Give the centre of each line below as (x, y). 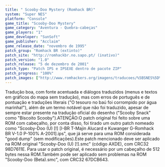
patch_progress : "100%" (29, 73)
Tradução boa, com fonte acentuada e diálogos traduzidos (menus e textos (81, 92)
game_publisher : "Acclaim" (33, 42)
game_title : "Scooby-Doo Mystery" (41, 23)
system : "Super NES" (26, 14)
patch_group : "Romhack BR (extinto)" (44, 50)
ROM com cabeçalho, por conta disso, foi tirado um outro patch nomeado (80, 123)
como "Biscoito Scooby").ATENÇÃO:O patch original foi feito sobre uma (78, 118)
